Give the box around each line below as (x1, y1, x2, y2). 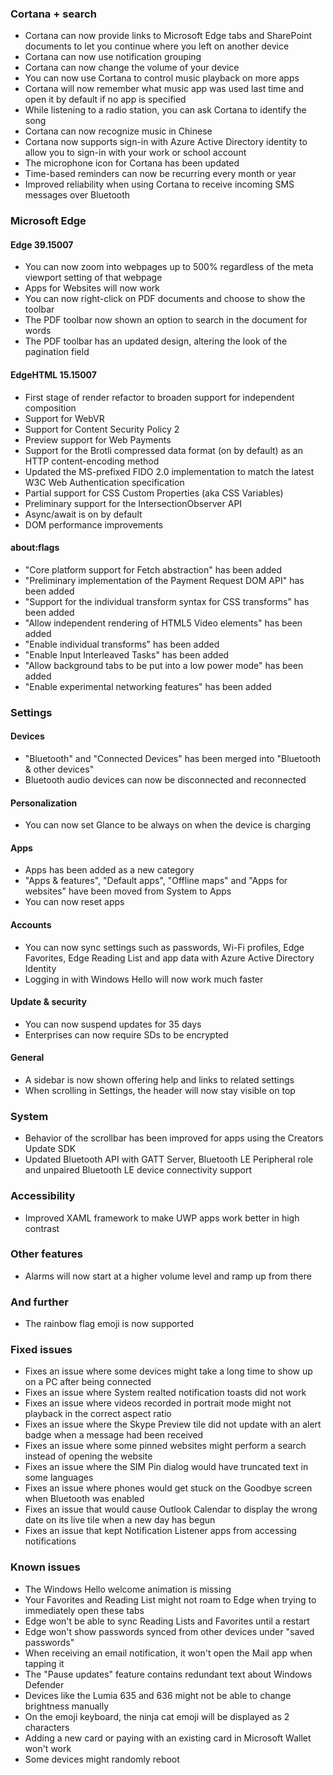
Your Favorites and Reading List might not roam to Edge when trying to (24, 1593, 317, 1606)
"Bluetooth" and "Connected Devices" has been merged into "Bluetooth (24, 752, 322, 764)
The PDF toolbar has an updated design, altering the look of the (24, 335, 288, 347)
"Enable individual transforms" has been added (24, 638, 220, 650)
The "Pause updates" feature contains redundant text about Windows (24, 1668, 313, 1680)
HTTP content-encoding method (24, 455, 160, 467)
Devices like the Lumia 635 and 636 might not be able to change (24, 1689, 292, 1701)
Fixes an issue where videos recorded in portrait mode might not (24, 1397, 292, 1409)
